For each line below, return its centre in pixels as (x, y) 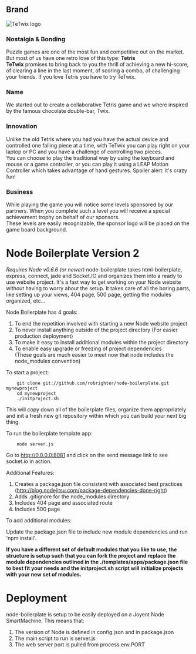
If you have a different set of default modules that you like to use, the (92, 549)
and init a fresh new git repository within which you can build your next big (96, 415)
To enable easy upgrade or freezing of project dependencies (88, 348)
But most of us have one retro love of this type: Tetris (71, 58)
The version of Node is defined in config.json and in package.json (94, 632)
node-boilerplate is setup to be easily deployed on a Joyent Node (85, 614)
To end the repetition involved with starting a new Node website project (101, 323)
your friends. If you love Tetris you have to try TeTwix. (71, 77)
